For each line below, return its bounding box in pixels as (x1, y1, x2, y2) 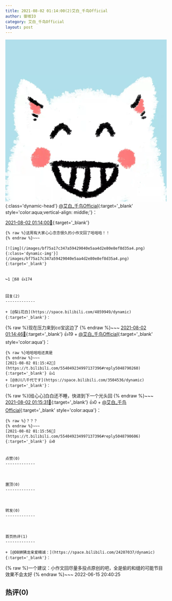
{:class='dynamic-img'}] (5, 251, 58, 257)
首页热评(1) (5, 534, 28, 539)
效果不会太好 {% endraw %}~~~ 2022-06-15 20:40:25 (5, 571, 121, 578)
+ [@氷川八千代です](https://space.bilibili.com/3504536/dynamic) (5, 378, 145, 383)
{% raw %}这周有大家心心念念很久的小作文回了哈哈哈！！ (5, 230, 110, 236)
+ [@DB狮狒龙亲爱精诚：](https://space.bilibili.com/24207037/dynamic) (5, 550, 155, 555)
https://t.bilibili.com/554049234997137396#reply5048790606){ (5, 434, 141, 439)
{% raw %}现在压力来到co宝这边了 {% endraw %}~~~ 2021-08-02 (5, 324, 147, 331)
